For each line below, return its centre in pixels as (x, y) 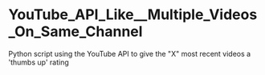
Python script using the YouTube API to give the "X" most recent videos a (130, 53)
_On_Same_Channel (75, 32)
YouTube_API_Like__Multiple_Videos (133, 15)
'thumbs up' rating (39, 62)
